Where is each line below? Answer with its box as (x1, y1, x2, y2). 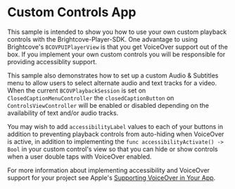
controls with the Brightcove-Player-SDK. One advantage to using (7, 35, 198, 43)
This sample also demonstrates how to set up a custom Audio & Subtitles (7, 71, 219, 80)
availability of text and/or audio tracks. (7, 109, 119, 117)
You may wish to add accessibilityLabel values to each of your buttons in (7, 122, 224, 130)
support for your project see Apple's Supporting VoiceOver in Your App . (7, 173, 216, 182)
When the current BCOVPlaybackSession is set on (7, 86, 146, 94)
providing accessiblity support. (7, 57, 97, 66)
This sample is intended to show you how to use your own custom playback (7, 28, 227, 36)
